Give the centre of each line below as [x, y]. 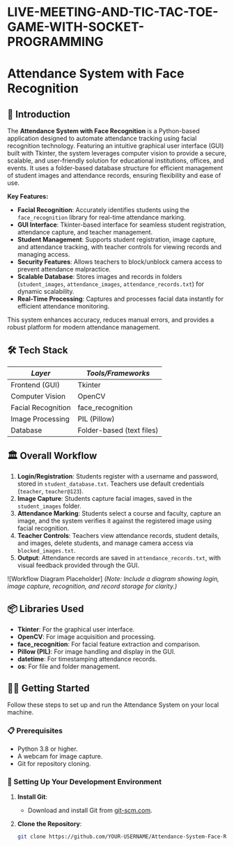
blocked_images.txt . [46, 550]
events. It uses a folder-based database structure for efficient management [115, 168]
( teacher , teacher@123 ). [50, 491]
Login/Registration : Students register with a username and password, [118, 476]
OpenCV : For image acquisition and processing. [86, 636]
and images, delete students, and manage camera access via [105, 543]
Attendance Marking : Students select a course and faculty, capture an [119, 513]
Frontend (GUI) [36, 385]
